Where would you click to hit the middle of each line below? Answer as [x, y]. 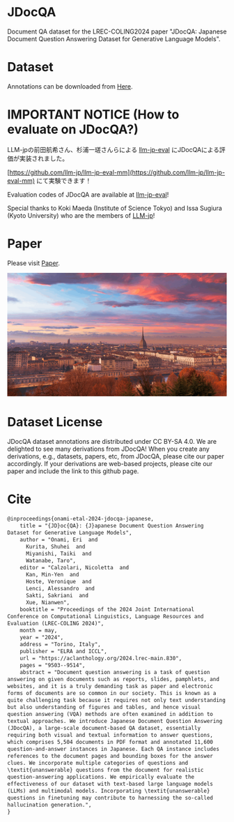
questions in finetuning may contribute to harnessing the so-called [110, 798]
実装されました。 [44, 158]
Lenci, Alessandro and [60, 589]
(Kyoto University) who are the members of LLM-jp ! [81, 215]
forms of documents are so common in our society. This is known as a [112, 694]
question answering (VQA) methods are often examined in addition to [110, 715]
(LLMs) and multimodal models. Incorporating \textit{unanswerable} [109, 791]
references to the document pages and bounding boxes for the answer [110, 756]
